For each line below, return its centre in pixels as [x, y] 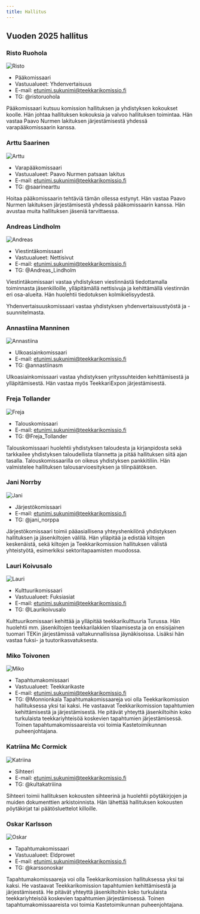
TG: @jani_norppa [37, 520]
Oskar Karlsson [29, 824]
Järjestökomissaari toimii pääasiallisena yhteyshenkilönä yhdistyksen [91, 531]
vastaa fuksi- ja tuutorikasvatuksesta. [52, 640]
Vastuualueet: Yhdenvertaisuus [53, 84]
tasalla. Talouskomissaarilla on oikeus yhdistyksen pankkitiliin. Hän [88, 460]
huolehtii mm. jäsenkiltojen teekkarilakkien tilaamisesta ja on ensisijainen [96, 628]
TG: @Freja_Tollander [41, 436]
